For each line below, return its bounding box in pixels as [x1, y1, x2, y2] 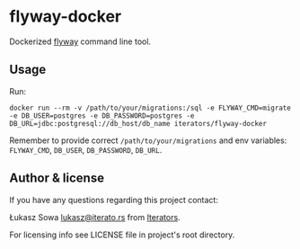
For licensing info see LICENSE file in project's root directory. [9, 229, 235, 240]
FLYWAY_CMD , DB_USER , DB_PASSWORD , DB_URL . [9, 144, 163, 155]
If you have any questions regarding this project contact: [9, 194, 218, 205]
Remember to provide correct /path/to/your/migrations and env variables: [9, 135, 287, 146]
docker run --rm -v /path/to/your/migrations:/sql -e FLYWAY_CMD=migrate [9, 103, 292, 112]
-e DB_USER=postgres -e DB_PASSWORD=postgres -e [9, 111, 195, 120]
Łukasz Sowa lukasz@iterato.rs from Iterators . [9, 211, 181, 222]
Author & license [9, 171, 105, 186]
